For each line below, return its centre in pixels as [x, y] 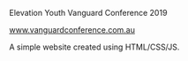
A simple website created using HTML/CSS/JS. [94, 47]
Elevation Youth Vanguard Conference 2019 [88, 13]
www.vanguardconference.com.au [72, 30]
